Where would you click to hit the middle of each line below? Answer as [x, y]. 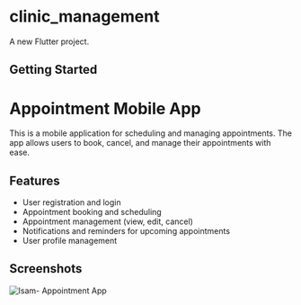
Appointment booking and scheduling [92, 212]
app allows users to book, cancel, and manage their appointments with [140, 143]
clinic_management [84, 17]
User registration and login [71, 202]
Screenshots [46, 269]
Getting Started [53, 70]
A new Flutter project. [49, 41]
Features [35, 180]
